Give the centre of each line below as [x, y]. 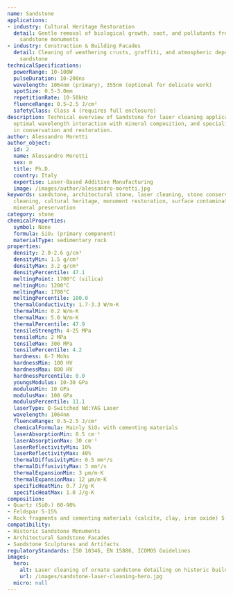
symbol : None [32, 227]
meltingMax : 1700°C [42, 292]
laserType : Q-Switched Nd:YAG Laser [66, 408]
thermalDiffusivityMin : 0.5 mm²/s [63, 460]
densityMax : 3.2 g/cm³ [46, 266]
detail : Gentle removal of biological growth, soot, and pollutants [114, 33]
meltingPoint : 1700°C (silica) [59, 279]
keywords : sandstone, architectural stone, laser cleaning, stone [105, 195]
